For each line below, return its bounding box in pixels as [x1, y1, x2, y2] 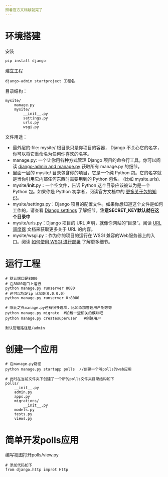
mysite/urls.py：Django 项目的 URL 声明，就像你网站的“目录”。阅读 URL [12, 219, 162, 226]
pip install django [5, 58, 46, 63]
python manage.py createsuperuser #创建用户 [5, 316, 101, 321]
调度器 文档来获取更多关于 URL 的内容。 [12, 226, 95, 232]
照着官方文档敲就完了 [5, 7, 43, 13]
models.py [14, 407, 35, 412]
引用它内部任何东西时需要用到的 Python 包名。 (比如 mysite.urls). [26, 176, 160, 182]
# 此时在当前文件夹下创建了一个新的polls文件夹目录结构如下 [5, 377, 114, 382]
